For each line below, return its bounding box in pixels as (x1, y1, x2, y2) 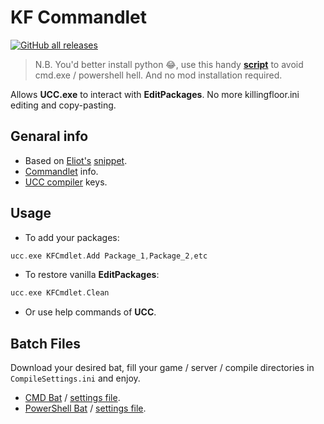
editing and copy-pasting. (10, 99, 117, 111)
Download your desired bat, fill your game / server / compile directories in (10, 362, 315, 374)
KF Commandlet (10, 6, 148, 29)
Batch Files (10, 335, 81, 352)
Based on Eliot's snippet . (24, 154, 128, 166)
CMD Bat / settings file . (24, 392, 121, 404)
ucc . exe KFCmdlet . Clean (10, 288, 110, 298)
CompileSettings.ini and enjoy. (10, 372, 141, 385)
